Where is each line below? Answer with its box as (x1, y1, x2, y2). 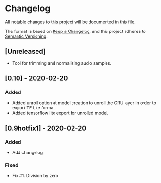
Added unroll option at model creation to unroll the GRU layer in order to (12, 100, 157, 106)
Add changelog (12, 150, 43, 155)
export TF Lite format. (12, 105, 56, 111)
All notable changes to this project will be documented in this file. (5, 19, 136, 25)
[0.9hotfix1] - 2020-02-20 (5, 124, 87, 132)
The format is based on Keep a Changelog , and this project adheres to (5, 28, 146, 34)
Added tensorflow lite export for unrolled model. (12, 110, 108, 116)
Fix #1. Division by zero (12, 173, 58, 179)
